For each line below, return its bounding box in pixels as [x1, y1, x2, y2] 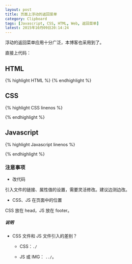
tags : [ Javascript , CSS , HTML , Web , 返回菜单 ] [5, 21, 99, 26]
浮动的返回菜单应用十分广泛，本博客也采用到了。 [5, 40, 104, 46]
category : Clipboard [5, 16, 48, 21]
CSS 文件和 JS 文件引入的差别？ [12, 233, 78, 238]
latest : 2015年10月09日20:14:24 [5, 26, 69, 30]
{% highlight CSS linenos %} [5, 105, 63, 110]
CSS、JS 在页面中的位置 [12, 197, 62, 203]
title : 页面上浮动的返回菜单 [5, 12, 57, 17]
